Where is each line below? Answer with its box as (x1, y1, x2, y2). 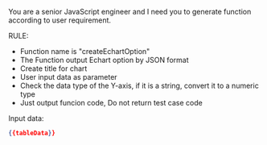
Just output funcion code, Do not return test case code (19, 98, 203, 107)
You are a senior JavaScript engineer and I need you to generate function (8, 7, 252, 16)
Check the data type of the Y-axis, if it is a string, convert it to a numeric (19, 81, 259, 90)
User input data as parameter (19, 72, 118, 81)
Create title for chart (19, 64, 88, 73)
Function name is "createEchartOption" (19, 47, 150, 56)
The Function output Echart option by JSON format (19, 56, 189, 64)
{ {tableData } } (8, 129, 56, 137)
